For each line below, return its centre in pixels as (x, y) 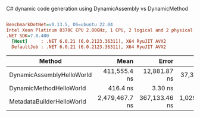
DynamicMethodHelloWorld (48, 88)
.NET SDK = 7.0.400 (28, 36)
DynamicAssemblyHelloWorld (51, 75)
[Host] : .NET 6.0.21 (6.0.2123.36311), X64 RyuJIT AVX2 (89, 41)
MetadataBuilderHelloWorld (48, 102)
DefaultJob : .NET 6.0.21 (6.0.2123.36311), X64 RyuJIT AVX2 (89, 47)
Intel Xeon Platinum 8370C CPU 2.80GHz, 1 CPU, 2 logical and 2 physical (100, 30)
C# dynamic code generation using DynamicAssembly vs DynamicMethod (97, 9)
